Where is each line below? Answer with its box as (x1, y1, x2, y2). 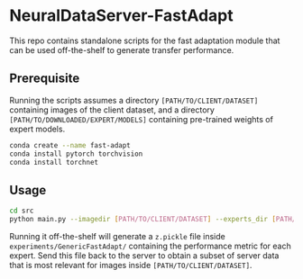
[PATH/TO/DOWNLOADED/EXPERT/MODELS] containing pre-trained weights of (9, 113, 273, 124)
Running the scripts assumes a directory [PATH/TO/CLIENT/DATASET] (9, 94, 259, 105)
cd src (9, 206, 34, 216)
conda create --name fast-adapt (9, 140, 131, 149)
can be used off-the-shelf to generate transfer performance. (9, 44, 234, 55)
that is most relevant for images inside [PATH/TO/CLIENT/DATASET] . (9, 259, 252, 270)
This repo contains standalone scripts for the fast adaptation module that (9, 35, 280, 46)
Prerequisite (9, 71, 80, 86)
